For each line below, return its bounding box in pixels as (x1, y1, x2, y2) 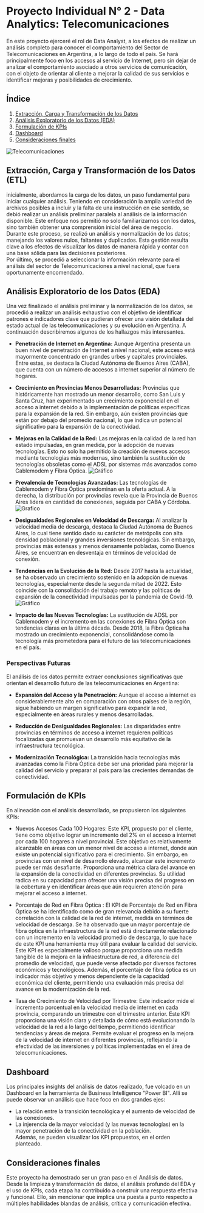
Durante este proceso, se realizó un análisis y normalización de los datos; (6, 230, 191, 237)
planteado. (15, 1140, 42, 1147)
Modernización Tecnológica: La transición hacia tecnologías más (15, 753, 180, 761)
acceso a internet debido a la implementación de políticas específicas (15, 404, 190, 411)
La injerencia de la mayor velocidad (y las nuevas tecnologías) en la (15, 1120, 185, 1128)
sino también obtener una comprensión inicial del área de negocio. (6, 223, 173, 231)
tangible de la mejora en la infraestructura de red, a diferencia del (15, 953, 179, 960)
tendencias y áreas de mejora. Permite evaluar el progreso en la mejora (15, 1030, 194, 1037)
